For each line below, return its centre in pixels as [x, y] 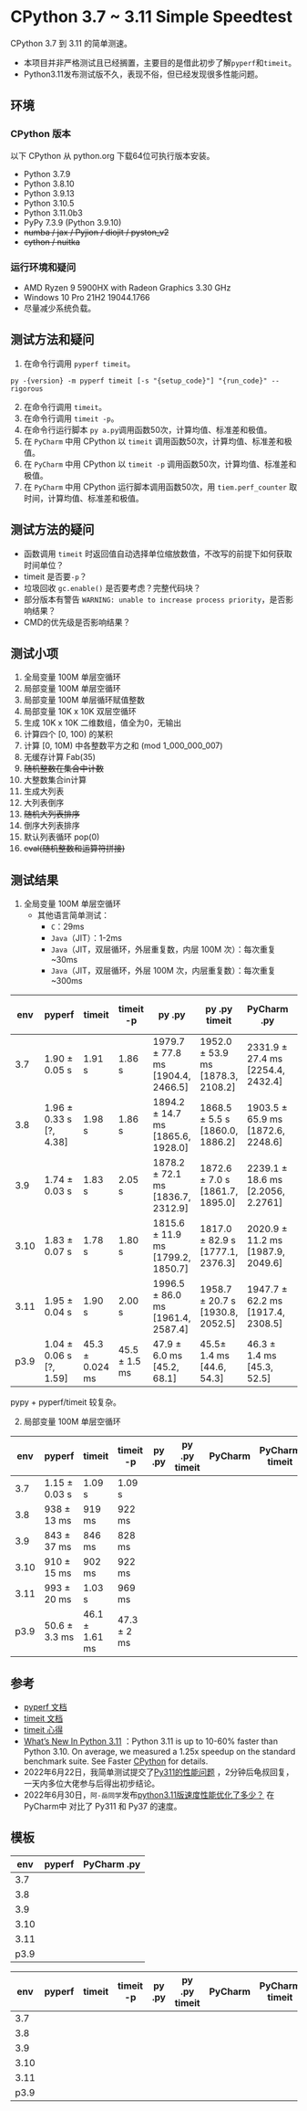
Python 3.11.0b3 [53, 213]
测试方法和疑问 [52, 340]
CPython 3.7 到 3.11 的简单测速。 [72, 43]
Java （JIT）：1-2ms [86, 938]
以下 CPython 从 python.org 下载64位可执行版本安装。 [113, 155]
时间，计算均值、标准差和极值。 [83, 498]
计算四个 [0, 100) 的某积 [68, 734]
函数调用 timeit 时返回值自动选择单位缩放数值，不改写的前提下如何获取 [158, 554]
